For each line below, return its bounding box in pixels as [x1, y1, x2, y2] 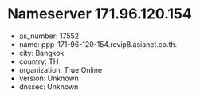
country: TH [18, 57, 59, 66]
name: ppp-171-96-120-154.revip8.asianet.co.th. [18, 39, 178, 49]
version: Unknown [18, 73, 79, 83]
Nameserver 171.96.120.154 [7, 5, 192, 23]
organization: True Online [18, 65, 103, 74]
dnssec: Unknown [18, 81, 79, 92]
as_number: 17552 [18, 31, 80, 41]
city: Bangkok [18, 48, 65, 57]
